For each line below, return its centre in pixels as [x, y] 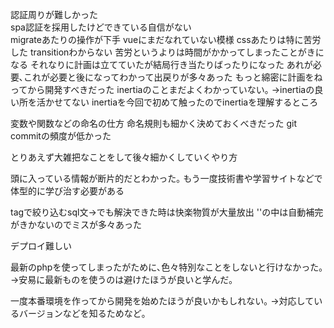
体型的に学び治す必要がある [67, 191]
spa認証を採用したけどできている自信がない [101, 27]
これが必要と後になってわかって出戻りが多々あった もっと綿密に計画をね [173, 77]
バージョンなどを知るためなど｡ [82, 313]
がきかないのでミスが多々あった [76, 224]
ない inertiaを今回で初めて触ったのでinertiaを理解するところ [195, 102]
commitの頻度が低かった [61, 136]
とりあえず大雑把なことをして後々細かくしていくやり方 [124, 157]
